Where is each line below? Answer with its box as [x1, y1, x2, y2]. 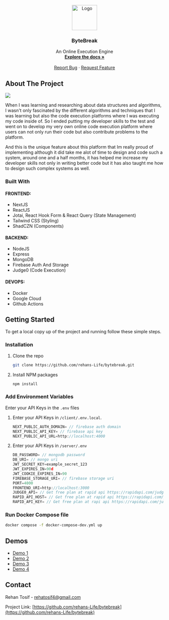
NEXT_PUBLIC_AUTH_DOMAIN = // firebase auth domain [12, 424, 121, 429]
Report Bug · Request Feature [54, 65, 115, 71]
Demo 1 [12, 550, 29, 556]
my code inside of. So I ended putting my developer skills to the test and [5, 118, 155, 125]
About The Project [5, 79, 64, 88]
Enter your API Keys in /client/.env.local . [12, 414, 102, 420]
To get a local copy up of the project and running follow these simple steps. [5, 329, 162, 335]
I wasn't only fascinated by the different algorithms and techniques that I [5, 107, 155, 113]
